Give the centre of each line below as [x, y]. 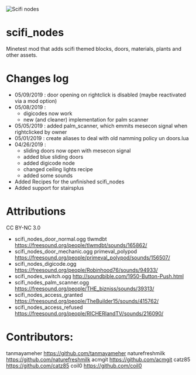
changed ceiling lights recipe [58, 169]
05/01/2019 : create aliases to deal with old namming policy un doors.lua [102, 138]
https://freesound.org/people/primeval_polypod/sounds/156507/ [92, 258]
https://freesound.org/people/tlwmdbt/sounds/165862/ [81, 245]
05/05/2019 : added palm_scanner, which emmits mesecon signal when [101, 126]
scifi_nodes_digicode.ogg [45, 263]
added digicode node [49, 163]
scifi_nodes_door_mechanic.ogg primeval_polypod [76, 251]
